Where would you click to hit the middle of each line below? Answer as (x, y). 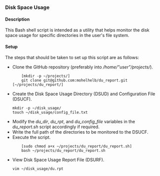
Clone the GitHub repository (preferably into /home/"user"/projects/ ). (82, 67)
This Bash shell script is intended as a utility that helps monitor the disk (77, 30)
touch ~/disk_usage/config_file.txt (50, 112)
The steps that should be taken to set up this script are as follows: (72, 58)
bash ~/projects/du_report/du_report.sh (63, 151)
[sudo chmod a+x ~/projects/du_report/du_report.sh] (77, 146)
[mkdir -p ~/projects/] (46, 76)
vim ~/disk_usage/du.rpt (38, 169)
